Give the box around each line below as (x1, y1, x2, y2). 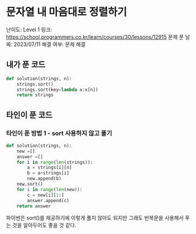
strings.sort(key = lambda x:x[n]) (16, 87, 99, 93)
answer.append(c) (27, 197, 69, 203)
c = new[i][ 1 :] (27, 192, 65, 198)
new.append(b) (27, 176, 62, 182)
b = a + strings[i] (27, 170, 69, 176)
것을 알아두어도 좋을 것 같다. (12, 222, 77, 229)
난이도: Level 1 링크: (6, 26, 52, 33)
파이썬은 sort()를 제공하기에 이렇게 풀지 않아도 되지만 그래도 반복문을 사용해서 (6, 215, 184, 222)
